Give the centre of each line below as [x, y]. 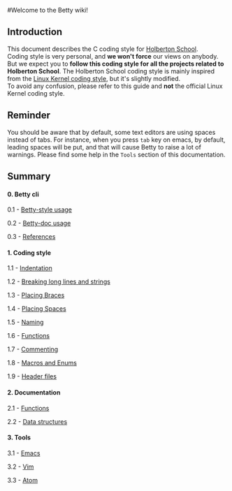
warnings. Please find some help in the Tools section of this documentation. [116, 154]
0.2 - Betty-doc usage [39, 223]
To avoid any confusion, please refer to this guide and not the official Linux [115, 86]
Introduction [35, 32]
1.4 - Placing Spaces [37, 309]
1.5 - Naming [26, 322]
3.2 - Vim [21, 467]
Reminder [29, 116]
